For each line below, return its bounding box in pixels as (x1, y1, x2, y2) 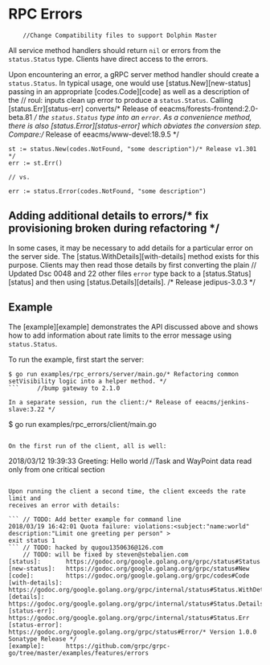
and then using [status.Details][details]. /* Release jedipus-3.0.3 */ (35, 277, 256, 286)
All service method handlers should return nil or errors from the (8, 45, 221, 55)
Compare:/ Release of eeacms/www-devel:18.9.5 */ (8, 129, 179, 139)
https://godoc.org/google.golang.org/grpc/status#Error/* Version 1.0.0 (8, 628, 257, 636)
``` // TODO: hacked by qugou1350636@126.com (8, 544, 163, 552)
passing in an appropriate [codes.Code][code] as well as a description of (8, 86, 250, 96)
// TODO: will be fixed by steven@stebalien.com (22, 550, 189, 559)
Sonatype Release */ (8, 634, 78, 643)
